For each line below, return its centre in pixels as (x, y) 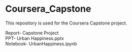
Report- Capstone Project (32, 33)
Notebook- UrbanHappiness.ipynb (41, 43)
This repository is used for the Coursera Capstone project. (66, 23)
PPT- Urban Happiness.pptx (35, 38)
